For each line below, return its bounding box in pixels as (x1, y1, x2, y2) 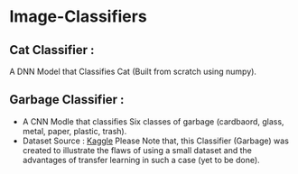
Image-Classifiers (9, 6, 147, 27)
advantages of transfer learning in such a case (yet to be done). (22, 154, 260, 165)
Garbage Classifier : (9, 92, 125, 107)
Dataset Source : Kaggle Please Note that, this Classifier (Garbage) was (22, 135, 289, 146)
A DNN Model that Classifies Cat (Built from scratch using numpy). (9, 66, 257, 77)
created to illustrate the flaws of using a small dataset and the (22, 144, 253, 155)
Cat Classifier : (9, 42, 95, 58)
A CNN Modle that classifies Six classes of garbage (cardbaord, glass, (22, 115, 284, 127)
